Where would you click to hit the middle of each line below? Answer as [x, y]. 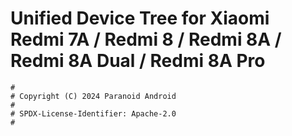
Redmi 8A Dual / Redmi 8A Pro [138, 61]
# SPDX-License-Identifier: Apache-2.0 [93, 113]
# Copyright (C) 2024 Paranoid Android [93, 96]
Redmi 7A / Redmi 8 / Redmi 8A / [146, 39]
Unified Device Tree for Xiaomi [140, 18]
